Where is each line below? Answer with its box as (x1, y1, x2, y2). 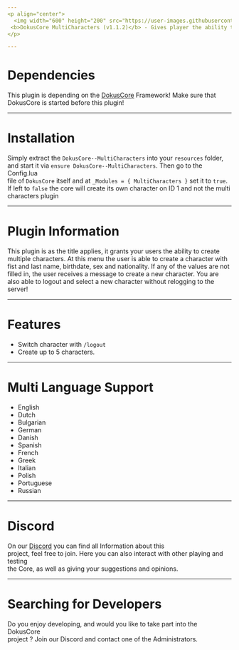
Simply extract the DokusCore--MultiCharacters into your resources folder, (7, 154, 224, 163)
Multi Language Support (7, 380, 154, 396)
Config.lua (7, 169, 38, 178)
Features (7, 317, 61, 332)
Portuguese (17, 479, 52, 487)
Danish (17, 433, 39, 442)
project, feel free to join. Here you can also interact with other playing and (7, 549, 223, 557)
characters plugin (7, 192, 59, 200)
